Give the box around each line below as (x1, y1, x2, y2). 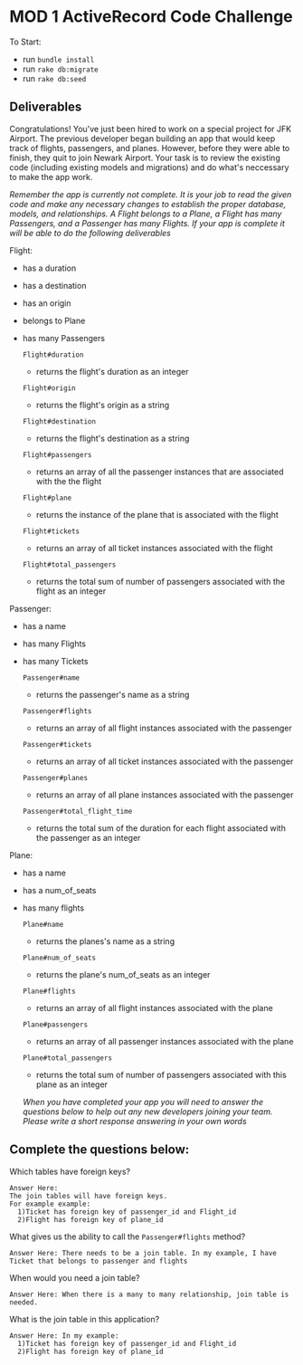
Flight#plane (22, 493, 72, 502)
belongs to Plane (22, 315, 86, 326)
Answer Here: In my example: (9, 1331, 119, 1341)
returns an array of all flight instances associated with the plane (35, 1002, 273, 1013)
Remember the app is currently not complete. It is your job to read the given (9, 188, 292, 200)
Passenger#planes (22, 773, 89, 782)
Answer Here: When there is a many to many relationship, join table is (9, 1290, 289, 1299)
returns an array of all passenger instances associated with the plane (35, 1036, 294, 1046)
